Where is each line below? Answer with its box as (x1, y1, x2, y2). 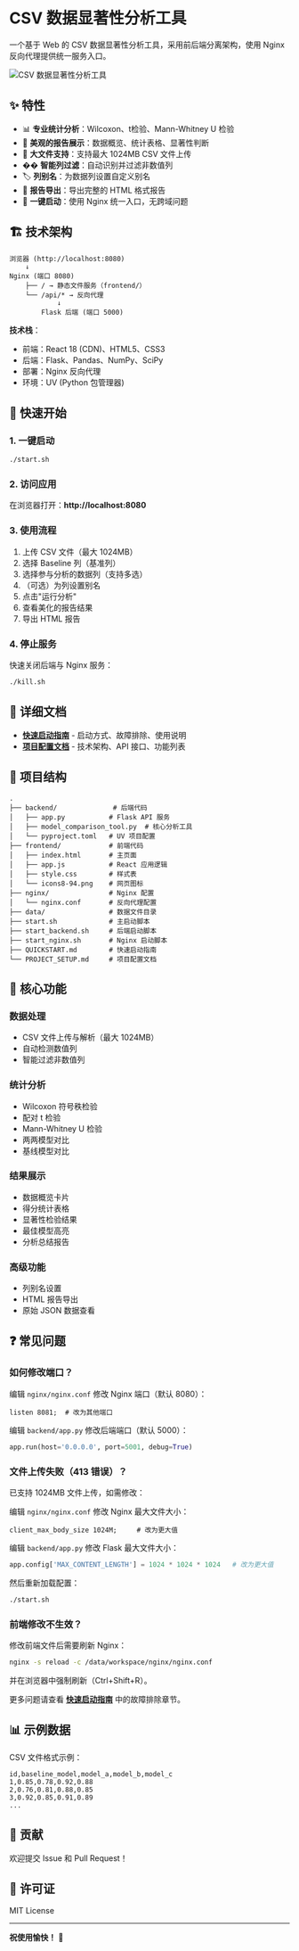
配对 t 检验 (21, 1112, 61, 1123)
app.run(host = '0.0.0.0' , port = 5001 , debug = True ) (9, 1442, 193, 1452)
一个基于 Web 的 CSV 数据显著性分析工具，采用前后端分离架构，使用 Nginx (9, 39, 285, 50)
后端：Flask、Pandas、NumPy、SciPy (21, 354, 164, 366)
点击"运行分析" (21, 590, 77, 602)
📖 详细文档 (9, 704, 67, 720)
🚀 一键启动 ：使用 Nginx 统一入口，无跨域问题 (21, 195, 189, 206)
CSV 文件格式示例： (9, 1751, 83, 1762)
